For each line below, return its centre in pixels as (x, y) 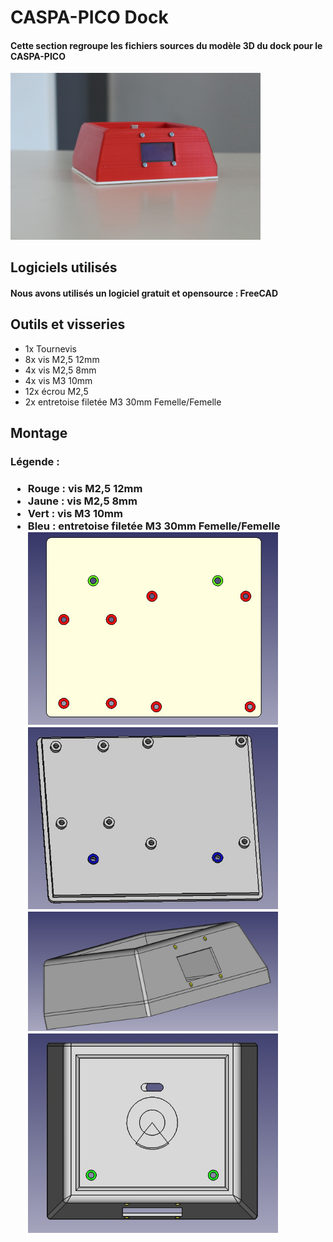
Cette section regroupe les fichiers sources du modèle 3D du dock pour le (166, 45)
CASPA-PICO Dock (89, 17)
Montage (39, 432)
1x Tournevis (50, 348)
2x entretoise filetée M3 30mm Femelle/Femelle (123, 402)
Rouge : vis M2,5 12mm (85, 488)
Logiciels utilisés (64, 267)
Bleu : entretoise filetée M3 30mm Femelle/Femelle (154, 526)
